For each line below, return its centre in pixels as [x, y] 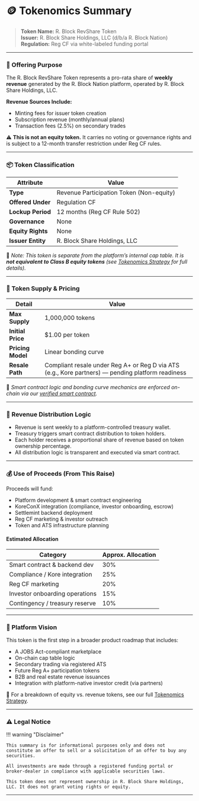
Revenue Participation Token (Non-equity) [116, 193]
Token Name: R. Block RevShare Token [68, 31]
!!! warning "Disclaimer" [35, 735]
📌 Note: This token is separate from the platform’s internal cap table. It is [95, 255]
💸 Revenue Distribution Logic [49, 414]
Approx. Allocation [129, 555]
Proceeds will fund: [30, 489]
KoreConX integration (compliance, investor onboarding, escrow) [94, 507]
